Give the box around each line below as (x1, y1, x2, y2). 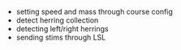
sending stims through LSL (15, 32, 106, 42)
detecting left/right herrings (15, 24, 109, 33)
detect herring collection (15, 15, 99, 25)
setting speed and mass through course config (15, 7, 173, 16)
